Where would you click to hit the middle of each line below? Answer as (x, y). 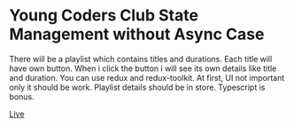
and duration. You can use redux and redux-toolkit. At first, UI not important (147, 77)
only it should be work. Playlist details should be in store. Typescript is (137, 87)
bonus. (22, 96)
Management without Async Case (137, 34)
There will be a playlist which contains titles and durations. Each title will (141, 59)
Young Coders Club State (104, 16)
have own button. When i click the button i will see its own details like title (143, 68)
